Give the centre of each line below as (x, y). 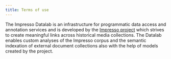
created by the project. (29, 51)
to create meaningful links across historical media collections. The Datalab (83, 35)
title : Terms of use (27, 10)
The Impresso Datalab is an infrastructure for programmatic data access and (86, 24)
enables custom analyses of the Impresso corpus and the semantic (76, 40)
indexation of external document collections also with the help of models (82, 45)
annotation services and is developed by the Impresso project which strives (85, 29)
